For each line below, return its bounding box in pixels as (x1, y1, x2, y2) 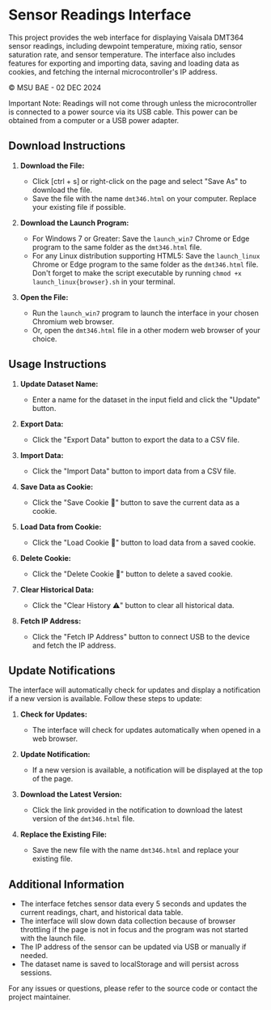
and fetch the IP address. (32, 640, 116, 650)
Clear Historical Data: (19, 584, 95, 594)
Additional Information (8, 877, 125, 891)
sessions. (19, 968, 53, 978)
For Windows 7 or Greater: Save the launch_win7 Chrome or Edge (32, 233, 250, 243)
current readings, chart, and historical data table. (19, 908, 184, 918)
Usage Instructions (8, 357, 107, 371)
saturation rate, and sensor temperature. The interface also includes (8, 49, 236, 59)
